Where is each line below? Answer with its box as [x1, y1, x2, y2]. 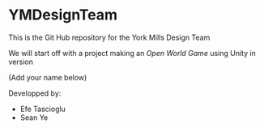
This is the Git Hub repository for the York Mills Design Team [8, 32, 211, 42]
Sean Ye [19, 112, 49, 123]
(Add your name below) [8, 72, 87, 82]
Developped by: [8, 88, 62, 98]
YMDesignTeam [8, 6, 118, 24]
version [8, 57, 34, 67]
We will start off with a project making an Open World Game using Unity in [8, 48, 257, 58]
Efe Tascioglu [19, 104, 66, 114]
